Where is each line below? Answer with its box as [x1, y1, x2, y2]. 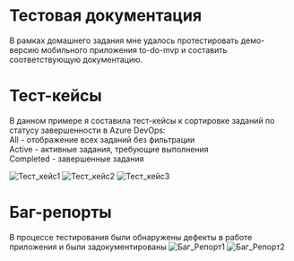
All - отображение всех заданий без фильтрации [9, 134, 195, 144]
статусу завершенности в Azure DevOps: [9, 125, 166, 135]
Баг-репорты [9, 203, 112, 222]
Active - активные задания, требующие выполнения [9, 144, 209, 154]
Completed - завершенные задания [9, 153, 144, 164]
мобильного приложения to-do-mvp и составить [40, 44, 228, 55]
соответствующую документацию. [9, 54, 143, 65]
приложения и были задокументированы [9, 241, 168, 252]
